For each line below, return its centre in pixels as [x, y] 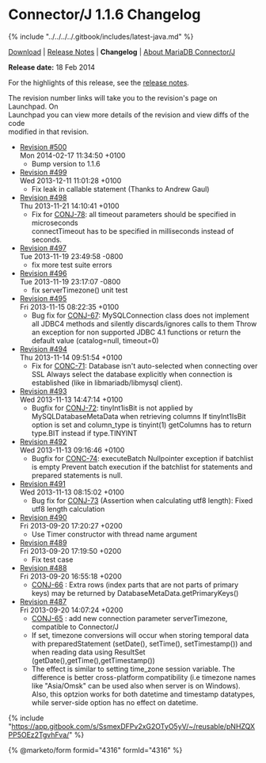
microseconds [55, 223]
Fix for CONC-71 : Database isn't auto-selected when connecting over [144, 365]
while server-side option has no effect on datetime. [115, 702]
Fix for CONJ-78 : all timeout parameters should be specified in [133, 214]
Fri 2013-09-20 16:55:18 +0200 [70, 576]
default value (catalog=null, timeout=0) [95, 340]
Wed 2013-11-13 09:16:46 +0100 [72, 450]
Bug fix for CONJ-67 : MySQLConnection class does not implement [140, 315]
